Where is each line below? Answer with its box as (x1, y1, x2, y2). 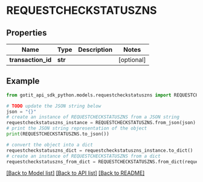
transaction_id (9, 55, 52, 64)
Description (78, 46, 113, 54)
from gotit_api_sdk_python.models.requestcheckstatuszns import (6, 92, 172, 98)
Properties (6, 28, 47, 38)
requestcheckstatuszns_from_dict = (6, 158, 96, 165)
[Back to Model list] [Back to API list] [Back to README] (6, 169, 145, 177)
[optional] (118, 55, 146, 64)
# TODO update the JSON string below (6, 103, 101, 109)
